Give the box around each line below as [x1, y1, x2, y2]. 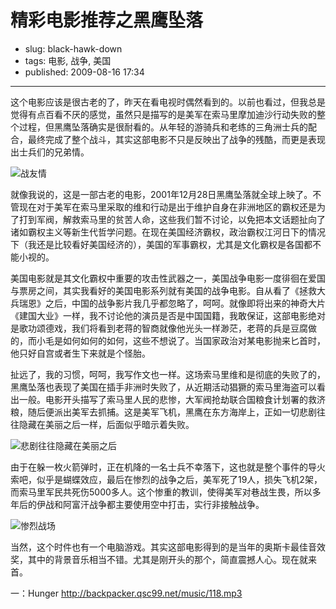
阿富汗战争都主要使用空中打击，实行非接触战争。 [62, 498, 265, 510]
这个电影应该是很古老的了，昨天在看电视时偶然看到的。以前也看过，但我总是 [10, 96, 326, 108]
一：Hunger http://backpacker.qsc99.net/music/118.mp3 [10, 587, 243, 599]
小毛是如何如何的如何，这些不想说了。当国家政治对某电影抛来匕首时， [36, 334, 326, 346]
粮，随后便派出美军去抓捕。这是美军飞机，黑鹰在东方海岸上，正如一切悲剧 [10, 406, 317, 418]
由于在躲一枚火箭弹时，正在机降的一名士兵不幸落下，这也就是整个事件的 [10, 461, 308, 473]
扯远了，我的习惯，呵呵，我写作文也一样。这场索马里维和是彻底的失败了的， [10, 368, 326, 380]
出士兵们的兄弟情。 [10, 146, 90, 158]
